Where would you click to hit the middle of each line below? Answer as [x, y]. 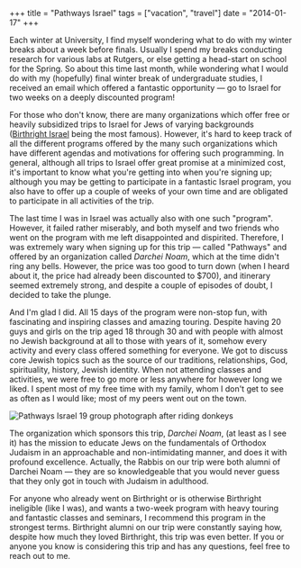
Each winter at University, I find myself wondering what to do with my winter [151, 40]
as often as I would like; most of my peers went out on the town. [128, 398]
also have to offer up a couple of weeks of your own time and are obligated [149, 191]
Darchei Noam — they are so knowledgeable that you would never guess [145, 471]
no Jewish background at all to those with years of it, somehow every [138, 341]
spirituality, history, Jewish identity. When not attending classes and [136, 370]
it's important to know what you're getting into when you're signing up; [141, 172]
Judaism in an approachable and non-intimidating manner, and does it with [148, 452]
